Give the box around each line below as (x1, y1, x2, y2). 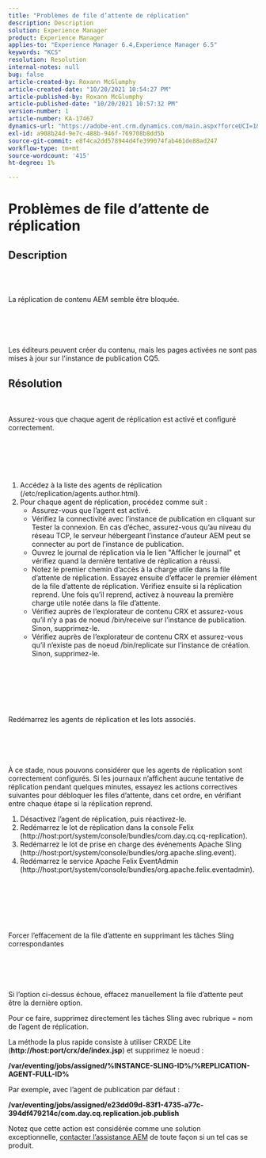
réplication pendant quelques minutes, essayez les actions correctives (8, 782, 237, 791)
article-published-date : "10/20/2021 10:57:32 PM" (8, 100, 179, 108)
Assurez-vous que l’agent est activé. (31, 505, 151, 515)
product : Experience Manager (8, 33, 104, 42)
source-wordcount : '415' (8, 151, 90, 159)
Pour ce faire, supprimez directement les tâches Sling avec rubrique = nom (8, 1013, 253, 1022)
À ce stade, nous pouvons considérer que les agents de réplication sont (8, 765, 243, 774)
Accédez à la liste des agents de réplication (19, 480, 162, 490)
